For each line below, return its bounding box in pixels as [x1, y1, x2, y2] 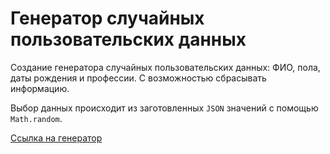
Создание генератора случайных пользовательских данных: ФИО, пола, [10, 61, 321, 73]
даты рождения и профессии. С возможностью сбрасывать [10, 72, 267, 84]
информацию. [10, 82, 70, 94]
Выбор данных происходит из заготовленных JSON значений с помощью [10, 102, 319, 114]
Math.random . [10, 112, 63, 124]
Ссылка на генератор [10, 132, 103, 144]
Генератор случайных [10, 7, 205, 30]
